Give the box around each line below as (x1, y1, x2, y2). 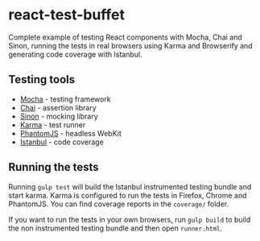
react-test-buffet (8, 6, 126, 24)
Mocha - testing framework (19, 94, 111, 104)
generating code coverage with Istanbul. (8, 49, 142, 59)
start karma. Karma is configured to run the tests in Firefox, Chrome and (8, 190, 247, 200)
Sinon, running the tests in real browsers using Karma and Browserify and (8, 40, 253, 50)
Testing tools (8, 73, 76, 86)
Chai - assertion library (19, 102, 97, 112)
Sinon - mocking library (19, 111, 98, 121)
